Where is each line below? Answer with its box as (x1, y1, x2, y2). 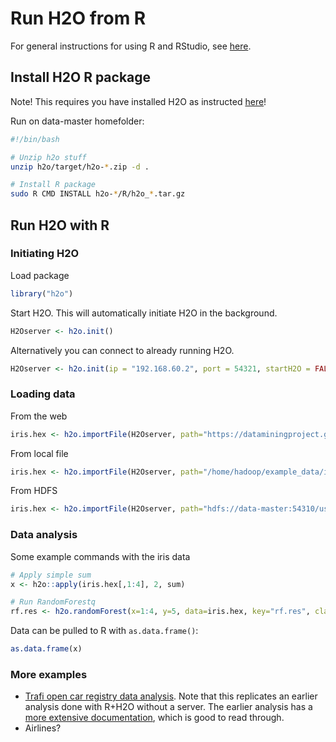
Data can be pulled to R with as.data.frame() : (10, 625, 199, 637)
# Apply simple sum (10, 570, 92, 580)
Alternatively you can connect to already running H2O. (10, 344, 235, 356)
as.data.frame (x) (10, 644, 83, 654)
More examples (10, 667, 88, 681)
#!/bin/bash (10, 134, 60, 144)
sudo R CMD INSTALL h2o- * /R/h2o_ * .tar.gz (10, 189, 186, 199)
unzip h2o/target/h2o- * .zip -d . (10, 162, 150, 172)
